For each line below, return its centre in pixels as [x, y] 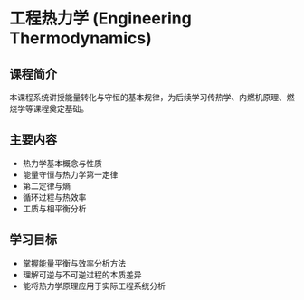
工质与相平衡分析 [54, 208]
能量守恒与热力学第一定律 [70, 174]
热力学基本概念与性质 [62, 163]
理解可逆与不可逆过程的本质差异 [82, 274]
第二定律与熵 [46, 185]
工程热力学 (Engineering [100, 19]
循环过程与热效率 [54, 197]
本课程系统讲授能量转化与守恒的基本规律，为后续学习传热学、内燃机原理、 [148, 97]
